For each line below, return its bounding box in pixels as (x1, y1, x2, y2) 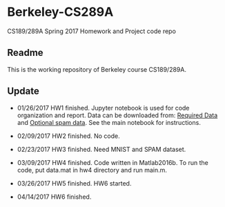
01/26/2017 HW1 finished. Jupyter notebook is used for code (17, 103, 190, 112)
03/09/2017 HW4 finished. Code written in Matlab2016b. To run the (17, 158, 208, 166)
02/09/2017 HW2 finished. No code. (17, 132, 121, 140)
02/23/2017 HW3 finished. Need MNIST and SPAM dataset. (17, 145, 186, 153)
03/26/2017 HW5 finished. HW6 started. (17, 179, 132, 187)
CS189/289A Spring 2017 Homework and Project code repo (7, 27, 176, 35)
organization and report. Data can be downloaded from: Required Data (17, 111, 218, 119)
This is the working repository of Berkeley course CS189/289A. (7, 65, 186, 73)
